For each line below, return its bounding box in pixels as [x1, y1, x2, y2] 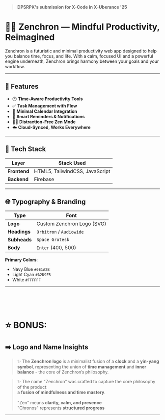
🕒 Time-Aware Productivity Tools [12, 96, 83, 102]
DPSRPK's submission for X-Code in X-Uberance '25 [17, 4, 128, 10]
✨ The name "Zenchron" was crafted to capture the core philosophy [17, 379, 156, 385]
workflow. [5, 63, 25, 69]
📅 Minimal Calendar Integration [12, 108, 78, 114]
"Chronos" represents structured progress [17, 405, 105, 411]
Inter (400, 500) [36, 244, 77, 251]
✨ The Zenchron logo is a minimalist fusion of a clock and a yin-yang [17, 358, 160, 365]
